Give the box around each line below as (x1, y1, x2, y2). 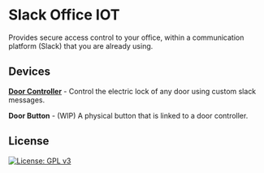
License (8, 134, 50, 148)
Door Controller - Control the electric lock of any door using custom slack (8, 86, 257, 96)
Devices (8, 65, 51, 79)
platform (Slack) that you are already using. (8, 41, 154, 50)
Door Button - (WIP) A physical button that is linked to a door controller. (8, 110, 249, 120)
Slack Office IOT (8, 6, 120, 24)
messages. (8, 95, 45, 105)
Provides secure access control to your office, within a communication (8, 32, 245, 42)
